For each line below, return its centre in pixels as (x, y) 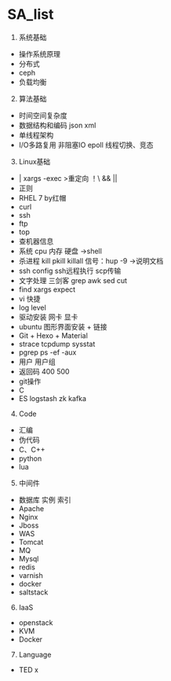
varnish (31, 575)
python (30, 458)
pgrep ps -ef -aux (47, 352)
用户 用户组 (37, 361)
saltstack (33, 592)
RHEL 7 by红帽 (42, 197)
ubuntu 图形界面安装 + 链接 (63, 326)
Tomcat (31, 542)
